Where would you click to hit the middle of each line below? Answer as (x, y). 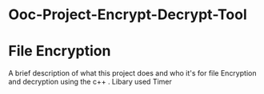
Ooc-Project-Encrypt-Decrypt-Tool (128, 15)
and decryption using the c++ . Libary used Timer (90, 82)
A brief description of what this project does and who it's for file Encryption (132, 73)
